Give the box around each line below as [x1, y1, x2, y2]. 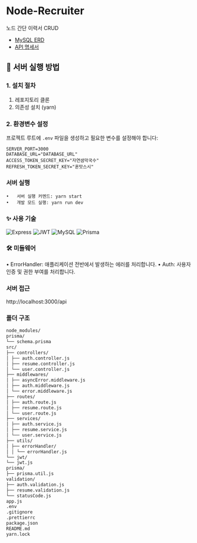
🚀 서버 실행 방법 [6, 62, 60, 72]
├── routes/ [6, 393, 35, 400]
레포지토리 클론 [14, 96, 50, 103]
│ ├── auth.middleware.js [6, 383, 70, 389]
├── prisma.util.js [6, 471, 54, 477]
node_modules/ [6, 328, 41, 334]
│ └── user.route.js [6, 410, 57, 416]
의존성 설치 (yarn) [14, 104, 57, 111]
